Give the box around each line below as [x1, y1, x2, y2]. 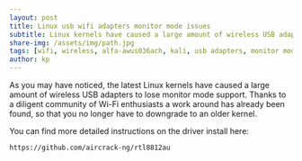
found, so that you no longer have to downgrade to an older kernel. [9, 109, 258, 119]
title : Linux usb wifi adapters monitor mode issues [9, 22, 211, 31]
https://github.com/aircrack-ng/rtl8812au [9, 143, 171, 152]
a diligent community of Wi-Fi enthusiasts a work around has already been [9, 99, 286, 109]
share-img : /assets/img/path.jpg [9, 38, 135, 48]
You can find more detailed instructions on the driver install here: [9, 126, 250, 136]
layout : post [9, 13, 58, 22]
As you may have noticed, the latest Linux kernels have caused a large [9, 80, 271, 90]
